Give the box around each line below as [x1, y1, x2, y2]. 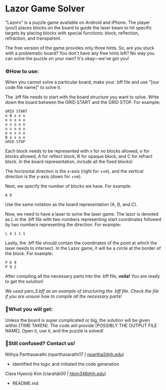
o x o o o [5, 122, 26, 127]
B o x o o [5, 135, 26, 140]
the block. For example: [5, 250, 54, 256]
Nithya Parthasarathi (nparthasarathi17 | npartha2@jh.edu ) [5, 351, 124, 357]
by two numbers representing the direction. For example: [5, 222, 121, 228]
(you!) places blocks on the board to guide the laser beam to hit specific [5, 24, 152, 30]
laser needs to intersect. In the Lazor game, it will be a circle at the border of [5, 245, 161, 251]
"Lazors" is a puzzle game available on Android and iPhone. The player [5, 19, 150, 25]
